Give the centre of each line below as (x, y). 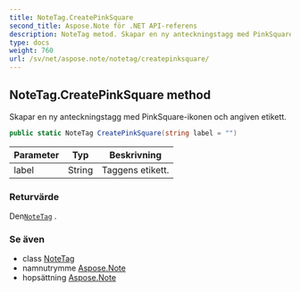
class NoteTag (48, 259)
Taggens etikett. (135, 170)
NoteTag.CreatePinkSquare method (110, 95)
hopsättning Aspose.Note (69, 278)
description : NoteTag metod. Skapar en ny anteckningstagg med (129, 34)
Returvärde (34, 196)
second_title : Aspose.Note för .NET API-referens (104, 26)
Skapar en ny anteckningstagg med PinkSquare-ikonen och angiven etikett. (148, 116)
